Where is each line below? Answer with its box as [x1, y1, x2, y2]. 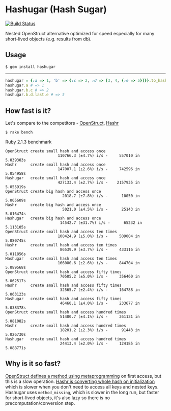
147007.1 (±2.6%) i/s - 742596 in [58, 167, 140, 172]
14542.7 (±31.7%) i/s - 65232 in [60, 220, 142, 225]
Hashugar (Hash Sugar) [5, 4, 107, 15]
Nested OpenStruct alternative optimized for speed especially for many [5, 30, 155, 36]
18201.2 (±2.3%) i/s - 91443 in [60, 328, 140, 333]
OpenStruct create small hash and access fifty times [5, 269, 122, 275]
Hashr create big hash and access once [5, 202, 101, 208]
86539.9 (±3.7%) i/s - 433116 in [60, 247, 140, 253]
